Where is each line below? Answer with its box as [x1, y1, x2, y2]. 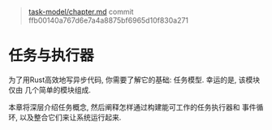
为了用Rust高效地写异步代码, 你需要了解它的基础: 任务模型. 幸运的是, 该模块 [8, 75, 261, 84]
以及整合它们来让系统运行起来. [19, 112, 122, 122]
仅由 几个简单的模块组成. [8, 84, 91, 94]
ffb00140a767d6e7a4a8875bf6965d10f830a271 [28, 15, 189, 25]
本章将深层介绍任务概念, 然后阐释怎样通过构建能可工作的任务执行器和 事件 [8, 102, 257, 112]
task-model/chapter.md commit [28, 7, 134, 16]
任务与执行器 [8, 46, 95, 65]
